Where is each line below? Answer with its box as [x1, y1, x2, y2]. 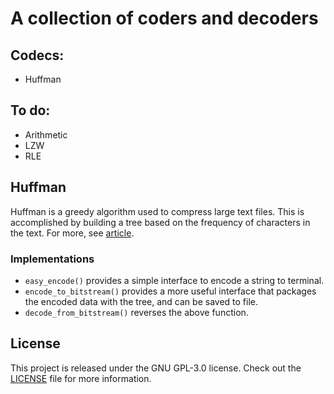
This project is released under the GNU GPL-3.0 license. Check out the [10, 362, 302, 374]
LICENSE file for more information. [10, 372, 152, 384]
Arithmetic [24, 128, 68, 141]
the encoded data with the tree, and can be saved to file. [24, 295, 258, 307]
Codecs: [10, 47, 65, 64]
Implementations [10, 252, 95, 266]
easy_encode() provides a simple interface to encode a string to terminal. [24, 274, 325, 286]
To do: [10, 102, 51, 119]
